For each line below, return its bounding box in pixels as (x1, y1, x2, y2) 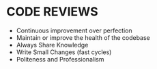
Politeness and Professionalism (16, 55, 104, 63)
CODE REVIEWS (6, 4, 98, 20)
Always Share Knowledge (16, 41, 89, 49)
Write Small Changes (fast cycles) (16, 48, 112, 56)
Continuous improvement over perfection (16, 26, 132, 34)
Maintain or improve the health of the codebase (16, 33, 151, 41)
